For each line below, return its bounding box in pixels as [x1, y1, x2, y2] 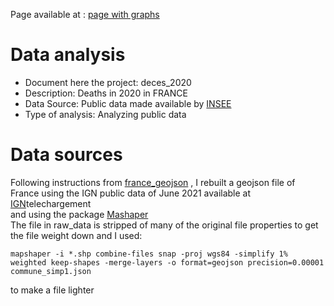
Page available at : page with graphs [10, 9, 160, 20]
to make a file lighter [10, 284, 95, 296]
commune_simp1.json [10, 266, 92, 276]
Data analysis [10, 44, 126, 66]
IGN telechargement [10, 197, 92, 209]
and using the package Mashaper [10, 208, 149, 220]
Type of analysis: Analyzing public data [24, 108, 187, 120]
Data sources [10, 144, 123, 166]
